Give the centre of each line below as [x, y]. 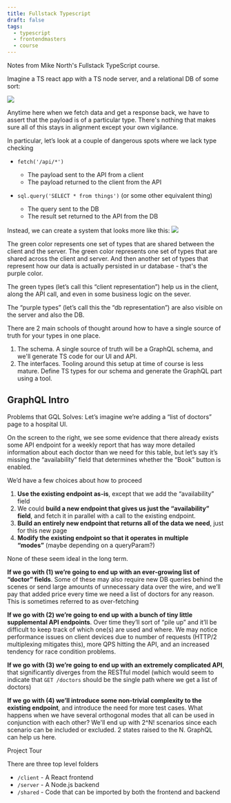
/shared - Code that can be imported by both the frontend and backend [119, 792]
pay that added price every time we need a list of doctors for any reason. [111, 594]
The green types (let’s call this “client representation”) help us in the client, [113, 287]
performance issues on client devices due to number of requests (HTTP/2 [112, 636]
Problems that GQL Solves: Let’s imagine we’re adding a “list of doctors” [110, 416]
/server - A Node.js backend [58, 784]
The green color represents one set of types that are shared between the [111, 244]
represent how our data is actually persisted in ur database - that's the [107, 266]
